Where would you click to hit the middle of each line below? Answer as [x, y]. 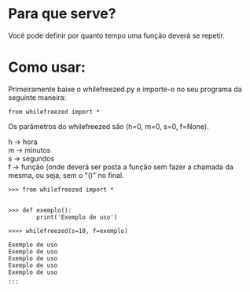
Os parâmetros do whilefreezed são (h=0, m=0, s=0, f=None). [109, 126]
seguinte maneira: [37, 97]
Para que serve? [62, 14]
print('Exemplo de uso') [77, 217]
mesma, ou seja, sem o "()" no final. [66, 175]
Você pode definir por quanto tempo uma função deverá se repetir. [117, 35]
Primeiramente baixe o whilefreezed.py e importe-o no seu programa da [125, 89]
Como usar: [47, 67]
